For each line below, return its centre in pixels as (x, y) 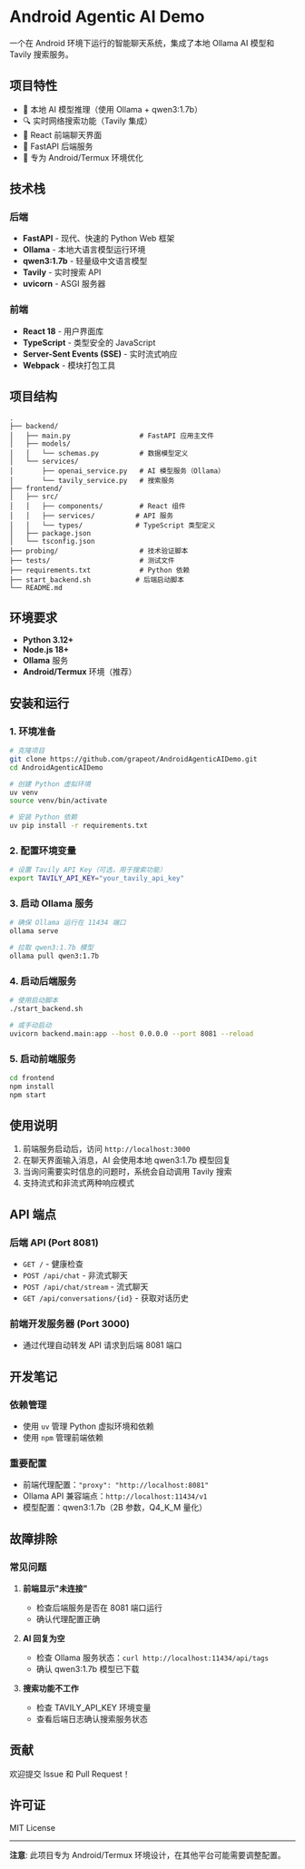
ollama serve (34, 931)
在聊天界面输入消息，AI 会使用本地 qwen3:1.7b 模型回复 (127, 1160)
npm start (28, 1095)
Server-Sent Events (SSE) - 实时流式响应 (100, 354)
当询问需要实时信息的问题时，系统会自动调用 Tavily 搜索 (127, 1172)
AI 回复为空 (44, 1638)
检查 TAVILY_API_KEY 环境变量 (93, 1707)
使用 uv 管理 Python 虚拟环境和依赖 (88, 1426)
